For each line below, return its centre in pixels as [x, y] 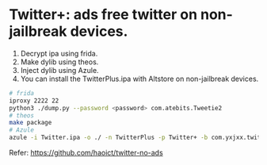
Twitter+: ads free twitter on [103, 15]
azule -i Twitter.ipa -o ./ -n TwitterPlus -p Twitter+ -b [109, 138]
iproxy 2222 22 [34, 101]
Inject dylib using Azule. [59, 70]
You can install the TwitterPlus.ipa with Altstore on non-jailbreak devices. [139, 79]
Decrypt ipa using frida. [59, 53]
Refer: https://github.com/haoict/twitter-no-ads [86, 153]
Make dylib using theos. [59, 62]
